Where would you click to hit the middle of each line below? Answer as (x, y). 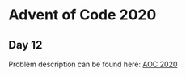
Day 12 (25, 45)
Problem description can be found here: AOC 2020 (93, 64)
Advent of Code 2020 (82, 15)
